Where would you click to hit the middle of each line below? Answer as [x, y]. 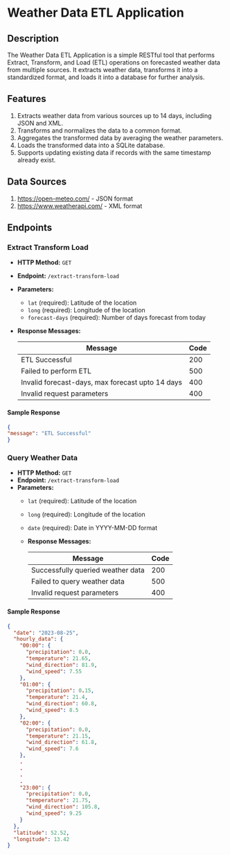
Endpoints [30, 228]
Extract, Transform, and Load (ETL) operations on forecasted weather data [114, 62]
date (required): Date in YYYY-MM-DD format [92, 528]
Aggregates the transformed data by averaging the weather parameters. [120, 137]
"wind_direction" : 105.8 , [63, 807]
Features [27, 99]
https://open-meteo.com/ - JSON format [75, 198]
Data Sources [37, 182]
